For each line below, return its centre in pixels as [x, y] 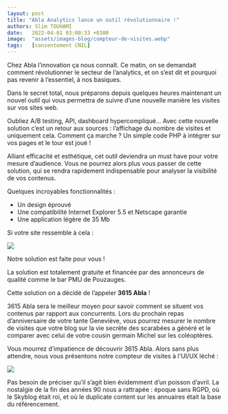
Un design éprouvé [44, 205]
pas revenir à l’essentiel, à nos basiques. [64, 79]
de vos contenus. [32, 178]
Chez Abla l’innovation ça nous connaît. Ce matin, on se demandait [102, 65]
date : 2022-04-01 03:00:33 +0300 [58, 33]
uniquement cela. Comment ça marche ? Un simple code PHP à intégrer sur [114, 135]
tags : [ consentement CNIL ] [49, 45]
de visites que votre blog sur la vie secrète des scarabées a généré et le [109, 328]
